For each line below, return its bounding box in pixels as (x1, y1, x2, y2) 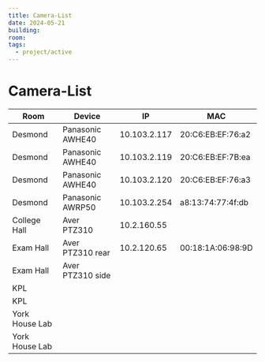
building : (8, 26, 41, 34)
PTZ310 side (62, 270, 111, 281)
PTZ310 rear (62, 247, 110, 258)
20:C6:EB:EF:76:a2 (180, 129, 251, 140)
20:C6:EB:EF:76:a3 (180, 174, 251, 185)
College (12, 215, 41, 226)
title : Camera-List (8, 11, 73, 20)
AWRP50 (62, 202, 96, 213)
